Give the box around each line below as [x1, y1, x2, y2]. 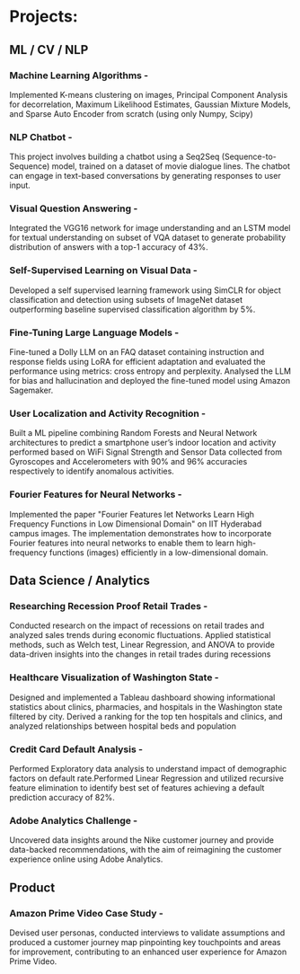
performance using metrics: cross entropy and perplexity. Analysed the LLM [9, 366, 292, 376]
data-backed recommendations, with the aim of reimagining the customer [9, 845, 282, 855]
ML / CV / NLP [9, 42, 89, 58]
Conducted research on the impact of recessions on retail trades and [9, 620, 265, 631]
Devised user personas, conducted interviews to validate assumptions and [9, 927, 286, 938]
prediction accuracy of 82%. [9, 792, 115, 802]
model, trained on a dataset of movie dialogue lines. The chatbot [51, 161, 290, 172]
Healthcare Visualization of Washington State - [9, 671, 219, 684]
